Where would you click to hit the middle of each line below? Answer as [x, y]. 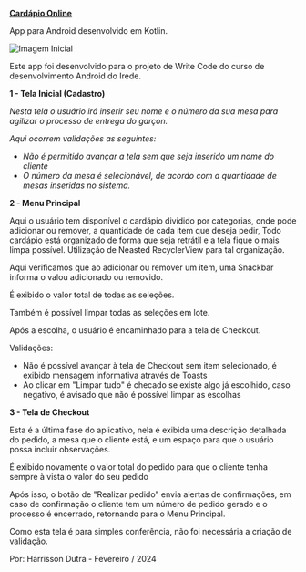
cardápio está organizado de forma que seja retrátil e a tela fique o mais [144, 240]
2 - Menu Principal [45, 203]
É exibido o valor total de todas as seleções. [92, 295]
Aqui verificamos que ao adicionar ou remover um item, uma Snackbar [142, 267]
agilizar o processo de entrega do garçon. [89, 121]
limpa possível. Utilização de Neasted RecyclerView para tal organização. [147, 250]
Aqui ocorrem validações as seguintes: [83, 139]
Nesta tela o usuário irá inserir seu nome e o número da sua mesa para [144, 111]
